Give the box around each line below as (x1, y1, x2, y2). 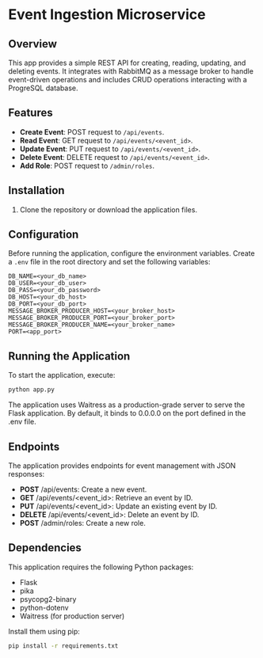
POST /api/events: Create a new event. (19, 485, 147, 494)
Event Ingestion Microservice (8, 6, 206, 24)
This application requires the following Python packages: (8, 562, 194, 572)
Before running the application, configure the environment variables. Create (8, 249, 255, 258)
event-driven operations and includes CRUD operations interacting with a (8, 75, 247, 84)
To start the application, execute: (8, 371, 116, 380)
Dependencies (8, 541, 82, 555)
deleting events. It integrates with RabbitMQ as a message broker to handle (8, 67, 253, 76)
